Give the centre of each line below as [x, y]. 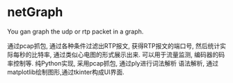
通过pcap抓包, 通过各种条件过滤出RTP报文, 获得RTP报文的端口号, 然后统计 [114, 45]
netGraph [35, 12]
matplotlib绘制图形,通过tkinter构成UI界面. [66, 72]
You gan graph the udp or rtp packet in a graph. [75, 31]
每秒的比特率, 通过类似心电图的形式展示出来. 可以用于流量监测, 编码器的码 [119, 54]
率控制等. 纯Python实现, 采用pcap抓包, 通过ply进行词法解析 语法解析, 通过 [113, 63]
